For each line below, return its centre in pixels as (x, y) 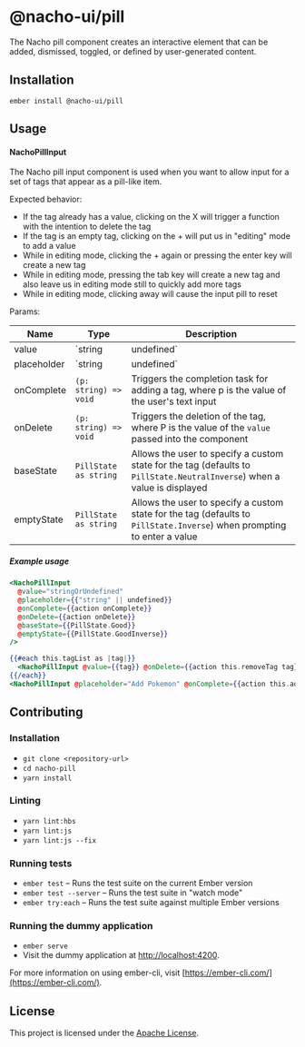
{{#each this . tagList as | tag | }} (73, 659)
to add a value (49, 246)
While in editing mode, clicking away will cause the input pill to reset (150, 294)
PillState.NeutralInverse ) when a (206, 477)
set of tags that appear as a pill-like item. (86, 182)
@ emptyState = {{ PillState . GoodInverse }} (93, 634)
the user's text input (174, 401)
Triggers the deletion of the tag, (198, 417)
